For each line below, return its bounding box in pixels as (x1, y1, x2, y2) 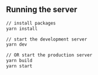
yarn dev (6, 42, 27, 47)
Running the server (6, 5, 78, 15)
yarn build (6, 58, 33, 64)
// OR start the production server (6, 52, 93, 58)
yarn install (6, 26, 38, 32)
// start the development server (6, 36, 87, 42)
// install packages (6, 20, 57, 26)
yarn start (6, 63, 33, 69)
